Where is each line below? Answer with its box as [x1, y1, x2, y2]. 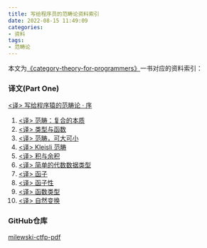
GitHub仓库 [8, 216, 48, 226]
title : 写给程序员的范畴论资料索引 [8, 10, 100, 18]
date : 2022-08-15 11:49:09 [8, 17, 88, 24]
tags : [8, 37, 24, 44]
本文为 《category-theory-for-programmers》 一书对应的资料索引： [8, 64, 203, 72]
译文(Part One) [8, 83, 60, 93]
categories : [8, 24, 43, 31]
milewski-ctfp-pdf [8, 232, 61, 241]
